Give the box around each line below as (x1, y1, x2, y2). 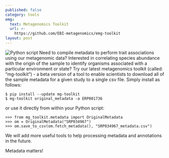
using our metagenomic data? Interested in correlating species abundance (5, 55, 160, 61)
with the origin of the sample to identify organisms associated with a (5, 60, 147, 66)
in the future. (5, 138, 32, 144)
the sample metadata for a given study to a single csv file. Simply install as (5, 76, 160, 83)
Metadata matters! (5, 147, 44, 153)
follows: (5, 82, 22, 88)
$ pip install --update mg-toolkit (5, 92, 80, 97)
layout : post (5, 36, 33, 41)
